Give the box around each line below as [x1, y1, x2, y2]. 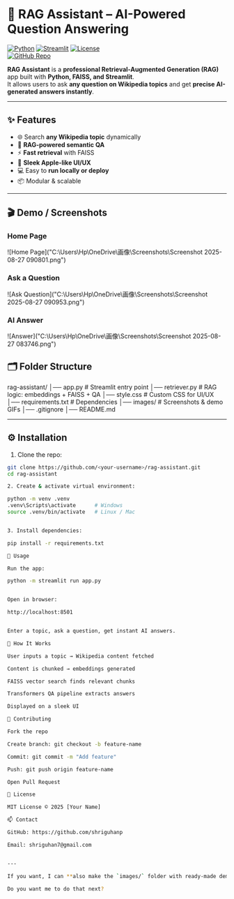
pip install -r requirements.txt [7, 540, 104, 547]
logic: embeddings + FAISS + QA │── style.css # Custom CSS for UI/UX [7, 390, 214, 398]
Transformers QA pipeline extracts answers [7, 690, 136, 697]
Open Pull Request [7, 778, 61, 785]
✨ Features [7, 114, 56, 126]
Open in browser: [7, 596, 58, 603]
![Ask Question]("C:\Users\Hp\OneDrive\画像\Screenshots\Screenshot [7, 289, 208, 299]
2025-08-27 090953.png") [7, 298, 85, 306]
